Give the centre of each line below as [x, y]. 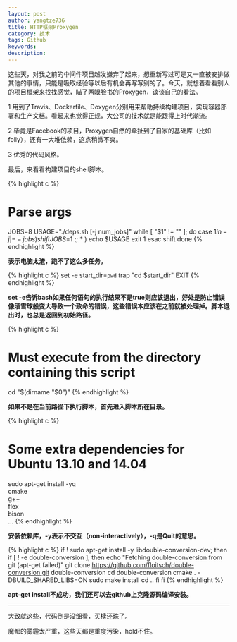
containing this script [72, 373]
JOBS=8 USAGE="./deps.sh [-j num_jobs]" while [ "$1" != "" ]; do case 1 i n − [118, 231]
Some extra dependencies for [96, 449]
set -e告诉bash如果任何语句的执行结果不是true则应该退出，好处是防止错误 [117, 297]
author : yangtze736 [37, 20]
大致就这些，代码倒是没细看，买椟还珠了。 [70, 616]
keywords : [23, 47]
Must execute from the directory [105, 358]
